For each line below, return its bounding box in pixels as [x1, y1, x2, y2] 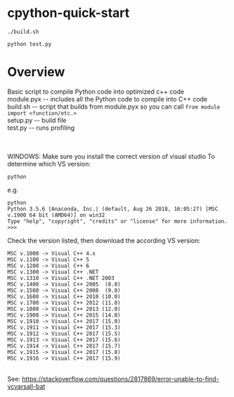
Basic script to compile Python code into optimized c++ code [7, 87, 185, 96]
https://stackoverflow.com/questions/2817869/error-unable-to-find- [22, 374, 219, 383]
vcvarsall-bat [7, 382, 46, 391]
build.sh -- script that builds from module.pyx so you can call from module [7, 102, 220, 111]
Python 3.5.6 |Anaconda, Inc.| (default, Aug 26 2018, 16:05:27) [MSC [7, 205, 219, 212]
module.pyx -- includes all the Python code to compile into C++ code [7, 94, 208, 103]
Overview [7, 64, 65, 80]
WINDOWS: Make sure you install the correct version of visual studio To [7, 152, 216, 160]
